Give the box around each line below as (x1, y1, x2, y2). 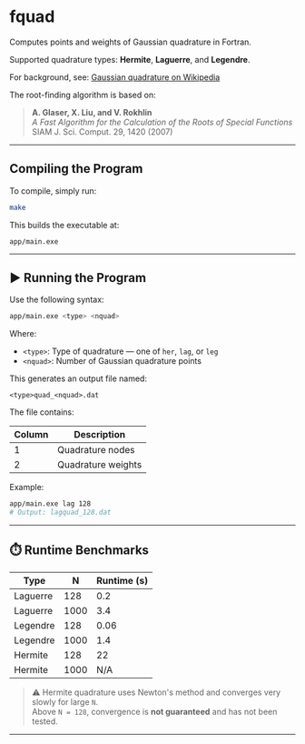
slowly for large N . (31, 696, 99, 707)
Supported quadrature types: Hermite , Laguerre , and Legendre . (9, 54, 251, 65)
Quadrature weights (57, 458, 143, 471)
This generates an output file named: (9, 373, 148, 384)
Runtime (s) (96, 574, 148, 587)
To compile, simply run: (9, 185, 97, 196)
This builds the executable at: (9, 219, 120, 230)
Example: (9, 482, 44, 493)
